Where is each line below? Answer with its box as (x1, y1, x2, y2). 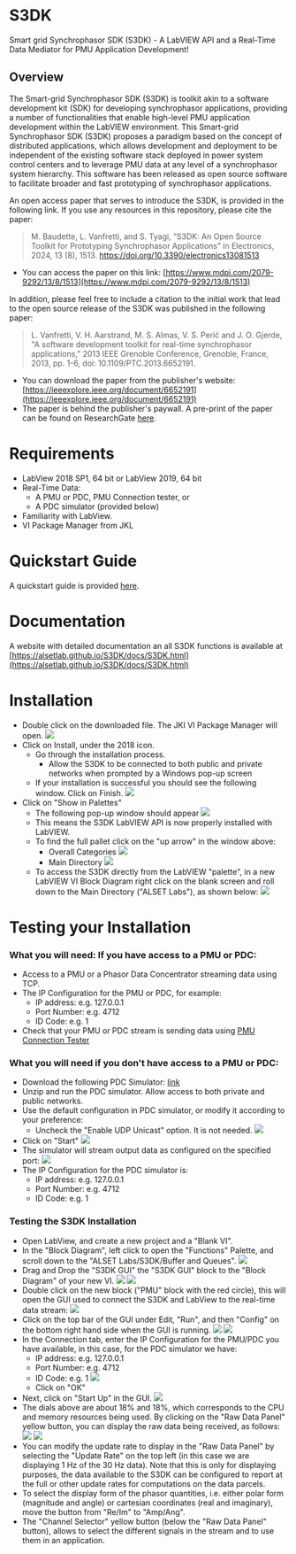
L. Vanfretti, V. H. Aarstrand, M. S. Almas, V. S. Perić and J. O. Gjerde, (30, 329, 283, 340)
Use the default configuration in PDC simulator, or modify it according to (21, 1105, 285, 1116)
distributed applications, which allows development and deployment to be (9, 140, 278, 151)
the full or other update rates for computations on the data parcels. (21, 1478, 266, 1488)
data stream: (21, 1304, 69, 1315)
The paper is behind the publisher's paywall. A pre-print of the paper (21, 403, 273, 414)
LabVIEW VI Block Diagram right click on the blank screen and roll (34, 876, 275, 886)
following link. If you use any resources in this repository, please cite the (9, 205, 272, 215)
